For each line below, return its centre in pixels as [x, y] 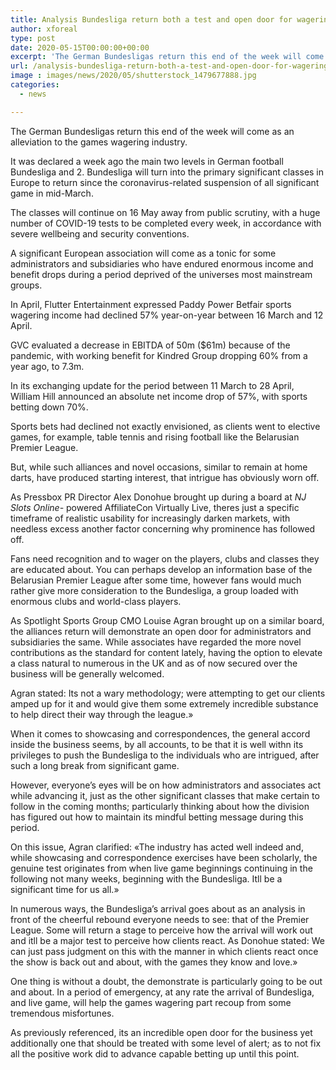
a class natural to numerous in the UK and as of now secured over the [154, 663]
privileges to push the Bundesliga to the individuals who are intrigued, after [165, 755]
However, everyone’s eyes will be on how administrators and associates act [166, 785]
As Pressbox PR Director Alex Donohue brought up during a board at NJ [158, 497]
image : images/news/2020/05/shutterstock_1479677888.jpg [133, 76]
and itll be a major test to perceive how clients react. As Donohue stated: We [167, 940]
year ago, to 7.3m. [47, 366]
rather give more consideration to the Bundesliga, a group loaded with [154, 590]
